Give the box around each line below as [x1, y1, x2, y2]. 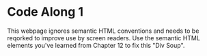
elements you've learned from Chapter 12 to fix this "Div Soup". [7, 41, 185, 49]
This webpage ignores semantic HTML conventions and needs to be [7, 27, 199, 35]
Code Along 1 [7, 4, 84, 20]
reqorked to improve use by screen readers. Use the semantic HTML [7, 33, 200, 42]
